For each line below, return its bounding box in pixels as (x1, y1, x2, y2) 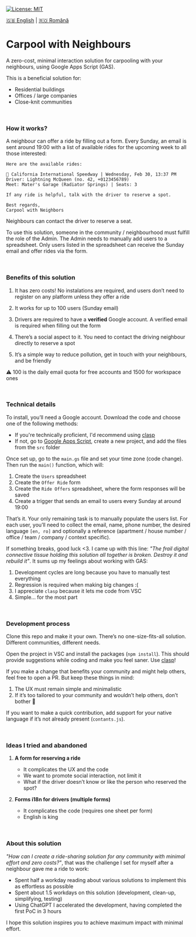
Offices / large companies (14, 92, 77, 99)
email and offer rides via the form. (6, 247, 88, 254)
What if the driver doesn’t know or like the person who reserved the (23, 778, 187, 786)
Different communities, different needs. (6, 639, 101, 646)
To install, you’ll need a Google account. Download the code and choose (6, 414, 181, 421)
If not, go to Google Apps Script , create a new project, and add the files (14, 438, 187, 445)
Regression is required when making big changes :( (14, 581, 139, 588)
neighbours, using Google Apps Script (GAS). (6, 63, 115, 70)
